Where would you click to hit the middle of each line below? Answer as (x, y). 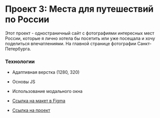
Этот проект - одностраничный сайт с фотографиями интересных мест (80, 33)
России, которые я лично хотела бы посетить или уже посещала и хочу (80, 38)
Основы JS (24, 82)
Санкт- (144, 43)
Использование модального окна (47, 91)
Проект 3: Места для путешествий (80, 9)
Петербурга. (18, 49)
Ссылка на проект (31, 110)
